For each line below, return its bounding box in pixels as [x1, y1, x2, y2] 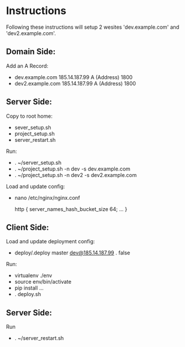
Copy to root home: [6, 113, 53, 120]
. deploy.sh [14, 291, 41, 298]
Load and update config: [6, 183, 65, 190]
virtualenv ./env [14, 272, 53, 279]
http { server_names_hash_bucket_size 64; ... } [14, 205, 127, 212]
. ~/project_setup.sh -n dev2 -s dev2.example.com [14, 171, 137, 178]
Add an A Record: [6, 62, 48, 69]
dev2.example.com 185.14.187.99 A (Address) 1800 [14, 80, 136, 87]
